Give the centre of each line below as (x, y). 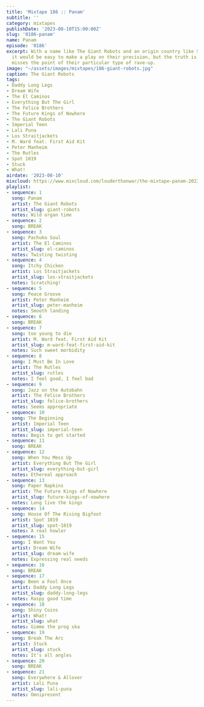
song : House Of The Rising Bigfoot (57, 514)
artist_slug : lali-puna (42, 689)
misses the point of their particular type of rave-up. (84, 63)
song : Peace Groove (36, 294)
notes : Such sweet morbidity (49, 350)
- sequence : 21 (25, 672)
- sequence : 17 (25, 576)
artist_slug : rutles (38, 373)
